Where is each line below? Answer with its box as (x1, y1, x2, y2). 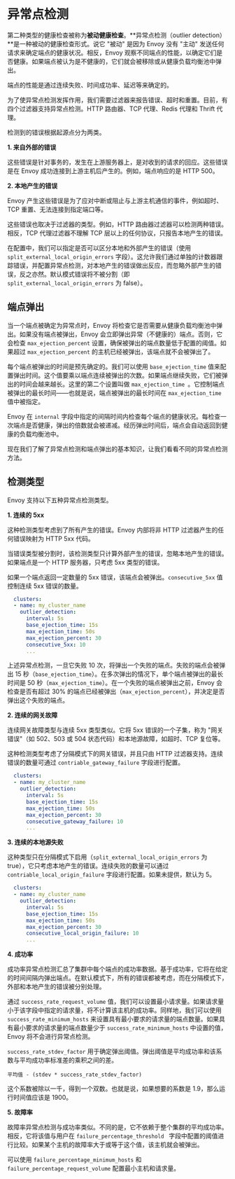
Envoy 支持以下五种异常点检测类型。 (7, 495, 113, 504)
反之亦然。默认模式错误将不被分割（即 (19, 270, 130, 278)
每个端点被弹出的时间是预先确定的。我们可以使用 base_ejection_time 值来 (7, 362, 220, 371)
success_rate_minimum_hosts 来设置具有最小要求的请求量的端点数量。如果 (7, 1015, 220, 1023)
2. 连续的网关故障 (7, 711, 58, 719)
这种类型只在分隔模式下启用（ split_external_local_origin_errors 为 (7, 853, 208, 862)
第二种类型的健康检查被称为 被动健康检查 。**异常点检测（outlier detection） (7, 31, 226, 39)
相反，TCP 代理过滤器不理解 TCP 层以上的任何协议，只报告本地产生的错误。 (7, 228, 227, 237)
